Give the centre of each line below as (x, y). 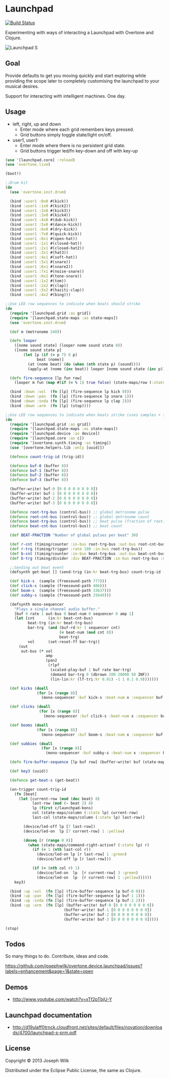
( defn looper (23, 341)
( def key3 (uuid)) (29, 771)
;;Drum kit (17, 183)
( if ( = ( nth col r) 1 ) (56, 868)
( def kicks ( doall (29, 688)
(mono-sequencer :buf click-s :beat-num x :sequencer (101, 716)
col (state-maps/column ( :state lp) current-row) (85, 813)
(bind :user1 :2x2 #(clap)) (39, 285)
